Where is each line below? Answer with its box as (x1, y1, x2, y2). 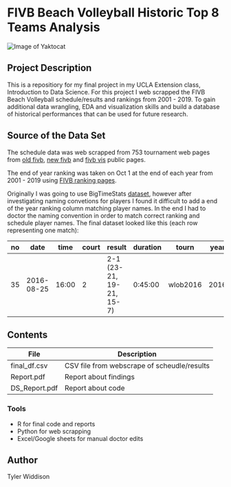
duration (133, 242, 162, 252)
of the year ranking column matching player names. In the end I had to (7, 204, 206, 212)
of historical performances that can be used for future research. (7, 110, 188, 118)
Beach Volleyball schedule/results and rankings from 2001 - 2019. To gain (7, 95, 216, 103)
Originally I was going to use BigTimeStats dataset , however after (7, 189, 192, 198)
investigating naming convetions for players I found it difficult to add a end (7, 196, 218, 205)
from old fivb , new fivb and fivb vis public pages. (7, 155, 146, 163)
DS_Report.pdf (10, 384, 58, 393)
